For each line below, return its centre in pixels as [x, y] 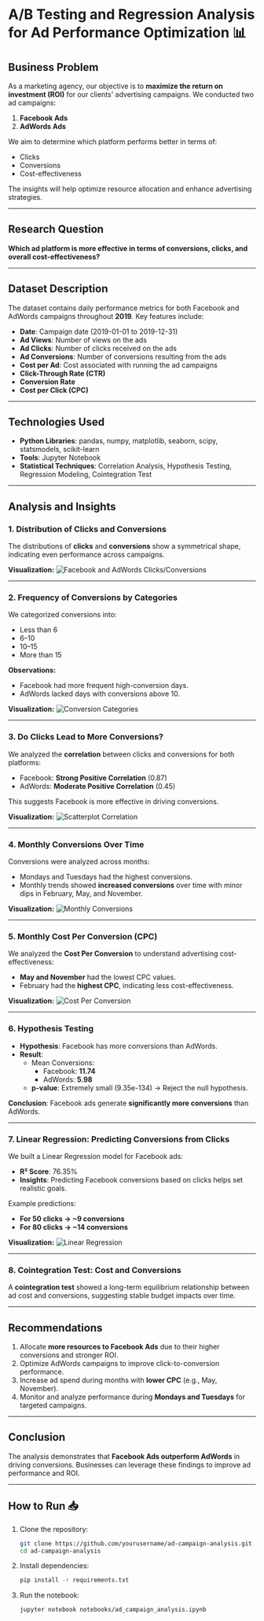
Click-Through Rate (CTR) [62, 373]
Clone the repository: [54, 1529]
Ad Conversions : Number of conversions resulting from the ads [123, 357]
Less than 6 [38, 630]
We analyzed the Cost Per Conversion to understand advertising [113, 953]
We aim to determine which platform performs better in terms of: [113, 142]
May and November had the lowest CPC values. [98, 977]
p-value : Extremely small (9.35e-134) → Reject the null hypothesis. [139, 1087]
